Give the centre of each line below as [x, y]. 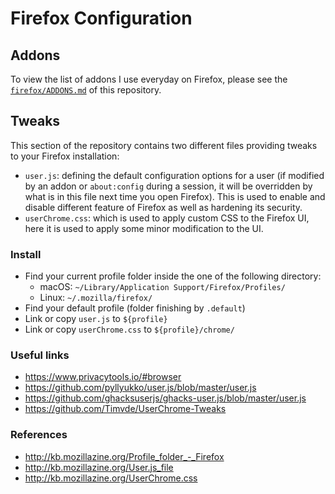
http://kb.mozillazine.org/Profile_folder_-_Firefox [124, 456]
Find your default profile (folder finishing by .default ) [135, 308]
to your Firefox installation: [65, 156]
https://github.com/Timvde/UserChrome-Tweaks [125, 409]
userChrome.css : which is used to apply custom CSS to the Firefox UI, [167, 218]
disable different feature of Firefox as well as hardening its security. [163, 207]
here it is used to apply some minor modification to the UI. [144, 228]
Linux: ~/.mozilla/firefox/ [96, 298]
